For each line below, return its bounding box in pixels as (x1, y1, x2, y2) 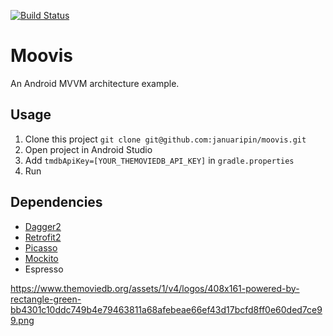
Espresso (24, 263, 64, 275)
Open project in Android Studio (24, 143, 153, 155)
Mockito (24, 252, 59, 264)
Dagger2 (24, 220, 62, 232)
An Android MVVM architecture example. (10, 77, 180, 89)
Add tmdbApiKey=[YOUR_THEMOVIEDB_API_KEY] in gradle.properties (24, 154, 295, 166)
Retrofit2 (24, 231, 62, 243)
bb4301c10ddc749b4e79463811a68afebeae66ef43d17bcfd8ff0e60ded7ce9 (10, 303, 323, 315)
